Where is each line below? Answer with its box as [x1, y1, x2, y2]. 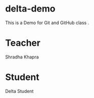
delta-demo [5, 3, 56, 15]
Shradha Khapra [5, 54, 39, 60]
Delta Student [5, 88, 34, 94]
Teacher [5, 37, 41, 49]
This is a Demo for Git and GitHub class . [5, 20, 89, 26]
